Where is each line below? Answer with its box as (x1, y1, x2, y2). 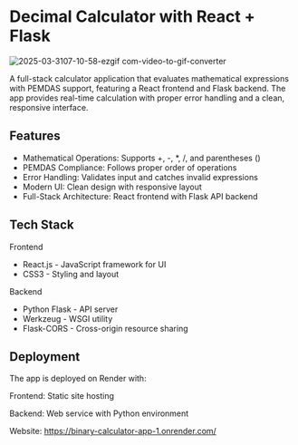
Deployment (9, 349, 81, 364)
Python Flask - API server (22, 304, 119, 314)
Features (9, 129, 61, 144)
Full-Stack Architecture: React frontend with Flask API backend (22, 190, 258, 201)
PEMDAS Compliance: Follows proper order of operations (22, 161, 237, 173)
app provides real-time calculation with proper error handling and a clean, (9, 92, 285, 103)
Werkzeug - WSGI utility (22, 313, 113, 324)
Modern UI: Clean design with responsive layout (22, 181, 202, 192)
